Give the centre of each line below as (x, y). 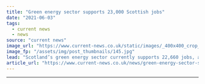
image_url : (20, 46)
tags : (13, 23)
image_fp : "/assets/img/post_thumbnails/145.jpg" (71, 52)
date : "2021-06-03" (31, 18)
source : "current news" (37, 40)
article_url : (23, 63)
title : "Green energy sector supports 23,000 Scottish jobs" (86, 12)
